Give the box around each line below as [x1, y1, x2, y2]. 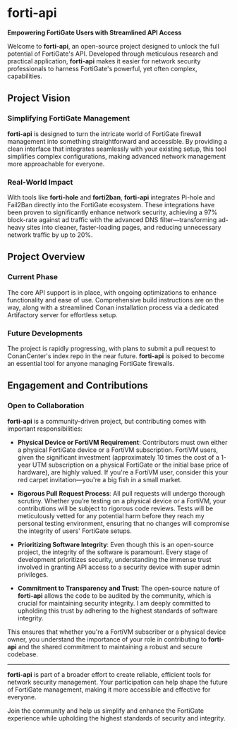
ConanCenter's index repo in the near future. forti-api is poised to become [7, 351, 225, 360]
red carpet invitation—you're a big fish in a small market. [17, 475, 182, 484]
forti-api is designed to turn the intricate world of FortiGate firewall [7, 129, 202, 138]
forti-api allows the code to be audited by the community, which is [17, 591, 212, 600]
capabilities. [7, 72, 42, 80]
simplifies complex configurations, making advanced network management [7, 152, 226, 160]
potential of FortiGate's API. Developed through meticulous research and [7, 49, 219, 58]
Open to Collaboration [7, 400, 85, 410]
